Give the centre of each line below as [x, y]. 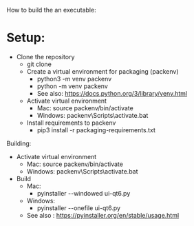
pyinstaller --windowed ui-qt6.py [84, 193]
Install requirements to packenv [71, 123]
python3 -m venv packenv [74, 79]
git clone [39, 64]
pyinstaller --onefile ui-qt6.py [79, 208]
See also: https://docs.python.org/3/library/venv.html [112, 93]
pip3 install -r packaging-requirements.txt [96, 130]
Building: [19, 143]
